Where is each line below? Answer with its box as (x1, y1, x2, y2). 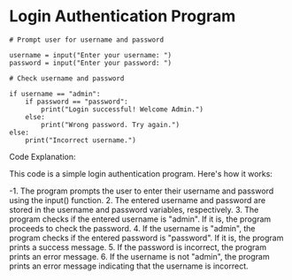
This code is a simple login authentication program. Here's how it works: (9, 168, 273, 178)
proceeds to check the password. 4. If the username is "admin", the (9, 223, 256, 233)
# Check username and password (9, 73, 125, 83)
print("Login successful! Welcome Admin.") (41, 104, 204, 114)
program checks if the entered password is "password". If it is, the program (9, 232, 284, 243)
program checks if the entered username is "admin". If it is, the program (9, 214, 272, 224)
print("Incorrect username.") (25, 135, 137, 145)
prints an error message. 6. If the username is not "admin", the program (9, 251, 270, 261)
